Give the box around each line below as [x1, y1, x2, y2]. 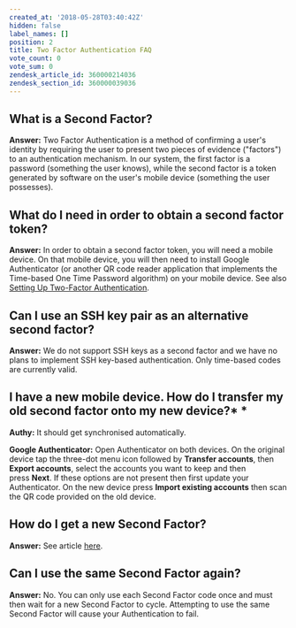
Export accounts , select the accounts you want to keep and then [9, 463, 247, 473]
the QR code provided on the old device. [9, 491, 156, 502]
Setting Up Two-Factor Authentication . [9, 282, 150, 293]
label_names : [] [9, 29, 69, 38]
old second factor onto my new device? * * [9, 403, 247, 418]
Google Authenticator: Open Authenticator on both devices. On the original [9, 444, 285, 455]
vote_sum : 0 [9, 63, 53, 72]
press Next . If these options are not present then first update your [9, 472, 249, 483]
